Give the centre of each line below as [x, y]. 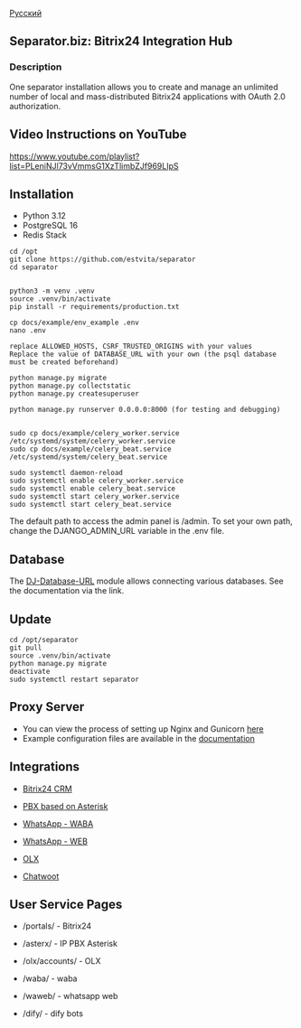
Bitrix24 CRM [47, 789]
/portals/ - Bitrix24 [57, 926]
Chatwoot [41, 876]
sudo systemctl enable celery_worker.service [96, 481]
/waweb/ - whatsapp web [70, 996]
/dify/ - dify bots [53, 1014]
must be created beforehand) [64, 362]
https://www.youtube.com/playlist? [75, 156]
